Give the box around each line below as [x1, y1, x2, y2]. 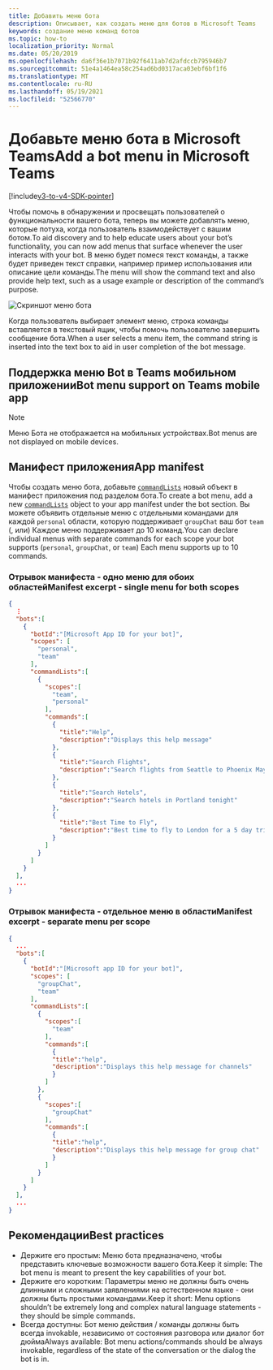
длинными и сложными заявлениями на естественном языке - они [19, 1285, 254, 1294]
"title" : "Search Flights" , [59, 758, 151, 767]
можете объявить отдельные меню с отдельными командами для [8, 508, 239, 517]
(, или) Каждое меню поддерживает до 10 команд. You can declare [8, 525, 239, 534]
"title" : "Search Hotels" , [59, 789, 148, 797]
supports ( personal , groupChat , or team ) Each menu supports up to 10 [8, 542, 239, 552]
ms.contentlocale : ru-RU [8, 80, 93, 88]
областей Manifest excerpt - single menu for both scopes [8, 581, 240, 593]
